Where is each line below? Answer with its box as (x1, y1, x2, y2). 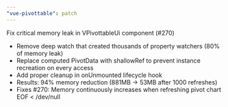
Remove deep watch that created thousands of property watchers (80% (16, 42, 220, 50)
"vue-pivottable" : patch (6, 10, 77, 17)
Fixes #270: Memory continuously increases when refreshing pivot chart (16, 85, 222, 93)
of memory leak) (16, 49, 64, 57)
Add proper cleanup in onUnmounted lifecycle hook (16, 71, 162, 79)
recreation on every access (16, 63, 94, 72)
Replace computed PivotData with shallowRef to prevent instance (16, 56, 201, 65)
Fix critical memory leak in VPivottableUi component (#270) (6, 29, 175, 37)
